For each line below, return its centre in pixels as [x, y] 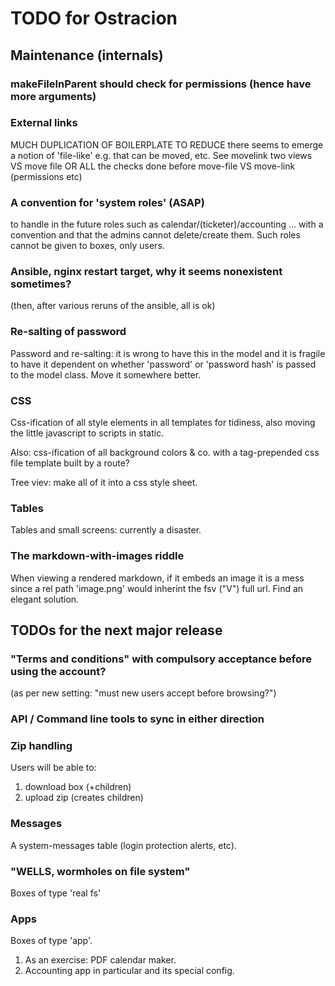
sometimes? [41, 284]
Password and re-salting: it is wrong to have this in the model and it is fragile [168, 353]
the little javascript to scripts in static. [87, 433]
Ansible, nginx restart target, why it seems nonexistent [146, 272]
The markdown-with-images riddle [97, 556]
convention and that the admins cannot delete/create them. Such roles [155, 235]
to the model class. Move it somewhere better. [106, 374]
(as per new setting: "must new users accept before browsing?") [143, 693]
